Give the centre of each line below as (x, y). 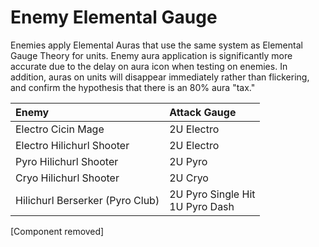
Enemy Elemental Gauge (114, 17)
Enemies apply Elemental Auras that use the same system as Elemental (156, 45)
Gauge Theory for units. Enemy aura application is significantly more (151, 55)
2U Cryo (189, 178)
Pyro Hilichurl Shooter (67, 161)
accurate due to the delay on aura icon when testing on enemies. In (149, 66)
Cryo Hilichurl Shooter (67, 178)
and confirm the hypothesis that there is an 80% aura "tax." (133, 87)
